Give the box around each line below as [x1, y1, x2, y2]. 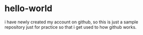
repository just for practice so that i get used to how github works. [4, 24, 137, 30]
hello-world [4, 3, 53, 14]
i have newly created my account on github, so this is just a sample [4, 19, 139, 25]
